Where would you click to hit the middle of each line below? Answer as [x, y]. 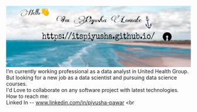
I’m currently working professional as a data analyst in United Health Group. [97, 72]
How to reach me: [28, 96]
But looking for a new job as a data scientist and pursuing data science [91, 78]
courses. [17, 84]
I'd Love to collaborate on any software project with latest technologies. [92, 90]
